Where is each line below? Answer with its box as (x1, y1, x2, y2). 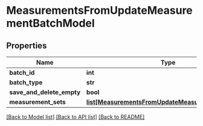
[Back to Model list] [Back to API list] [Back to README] (6, 113, 145, 121)
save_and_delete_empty (9, 88, 81, 96)
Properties (6, 40, 47, 51)
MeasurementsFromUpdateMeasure (6, 4, 193, 17)
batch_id (9, 69, 35, 77)
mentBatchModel (6, 16, 95, 30)
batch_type (9, 78, 43, 86)
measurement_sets (9, 98, 66, 106)
